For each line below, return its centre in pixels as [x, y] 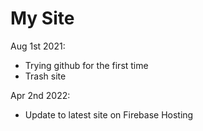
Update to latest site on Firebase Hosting [109, 114]
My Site [42, 18]
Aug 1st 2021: [38, 46]
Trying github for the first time [86, 65]
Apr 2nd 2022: [40, 95]
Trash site [45, 76]
